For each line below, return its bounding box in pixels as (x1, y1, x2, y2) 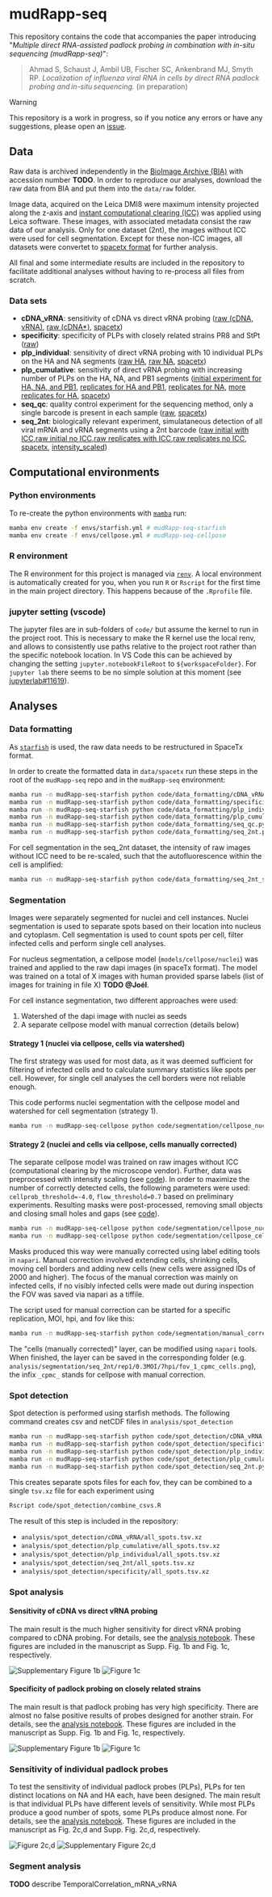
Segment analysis (9, 1861, 82, 1872)
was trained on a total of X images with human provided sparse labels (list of (9, 971, 264, 982)
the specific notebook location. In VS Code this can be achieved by (9, 650, 232, 660)
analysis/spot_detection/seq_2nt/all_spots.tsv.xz (20, 1558, 195, 1567)
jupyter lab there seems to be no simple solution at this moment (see (9, 667, 241, 677)
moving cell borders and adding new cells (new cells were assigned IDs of (9, 1264, 257, 1273)
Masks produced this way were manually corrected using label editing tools (9, 1247, 261, 1256)
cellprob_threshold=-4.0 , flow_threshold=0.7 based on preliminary (9, 1192, 234, 1201)
